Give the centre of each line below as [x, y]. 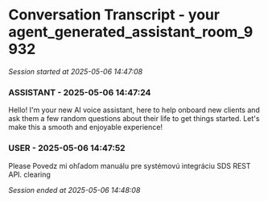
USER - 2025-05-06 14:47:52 [67, 149]
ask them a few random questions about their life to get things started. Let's [134, 119]
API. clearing [29, 174]
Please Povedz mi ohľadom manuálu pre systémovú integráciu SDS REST [130, 165]
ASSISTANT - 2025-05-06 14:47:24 [80, 92]
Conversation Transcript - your [114, 15]
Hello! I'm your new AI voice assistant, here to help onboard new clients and [134, 110]
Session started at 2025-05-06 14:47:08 [76, 71]
